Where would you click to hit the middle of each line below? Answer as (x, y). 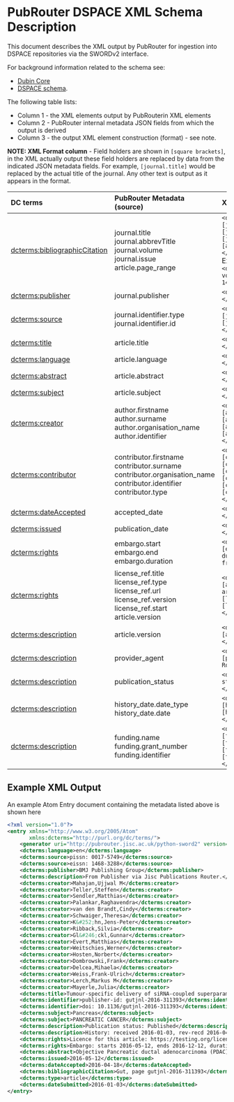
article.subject (138, 392)
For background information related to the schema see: (86, 67)
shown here (24, 812)
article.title (132, 342)
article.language (141, 359)
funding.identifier (143, 755)
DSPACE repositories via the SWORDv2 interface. (78, 54)
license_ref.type (141, 582)
